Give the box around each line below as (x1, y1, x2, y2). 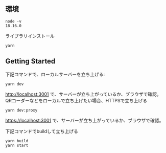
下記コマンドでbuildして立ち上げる (5, 128, 78, 134)
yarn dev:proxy (5, 107, 38, 113)
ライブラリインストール (5, 33, 55, 39)
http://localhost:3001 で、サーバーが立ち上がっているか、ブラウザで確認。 (5, 91, 162, 97)
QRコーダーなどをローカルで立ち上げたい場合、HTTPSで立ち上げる (5, 97, 148, 103)
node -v (5, 18, 22, 24)
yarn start (5, 143, 29, 148)
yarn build (5, 138, 29, 143)
